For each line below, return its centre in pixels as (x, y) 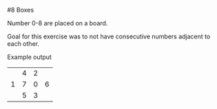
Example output (29, 57)
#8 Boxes (21, 10)
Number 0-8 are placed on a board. (58, 23)
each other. (23, 44)
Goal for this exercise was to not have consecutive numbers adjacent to (109, 36)
